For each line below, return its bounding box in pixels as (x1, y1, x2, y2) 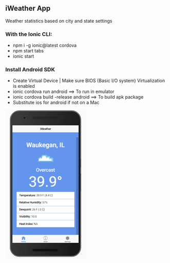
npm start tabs (12, 48, 44, 54)
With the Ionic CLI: (5, 30, 52, 37)
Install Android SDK (5, 66, 55, 73)
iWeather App (5, 4, 51, 13)
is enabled (12, 83, 35, 89)
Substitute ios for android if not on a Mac (12, 100, 100, 106)
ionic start (12, 53, 34, 60)
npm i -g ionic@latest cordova (12, 42, 77, 48)
